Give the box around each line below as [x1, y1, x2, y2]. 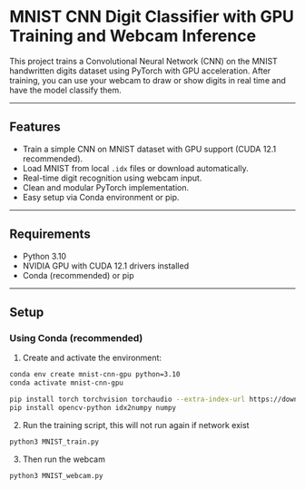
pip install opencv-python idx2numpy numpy [9, 403, 177, 412]
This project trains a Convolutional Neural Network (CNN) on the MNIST [9, 55, 279, 66]
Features [9, 120, 61, 135]
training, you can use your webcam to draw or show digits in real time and [9, 74, 286, 85]
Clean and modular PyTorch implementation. [22, 181, 189, 192]
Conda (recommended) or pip [22, 269, 134, 280]
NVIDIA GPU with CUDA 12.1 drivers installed [22, 260, 189, 271]
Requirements [9, 227, 91, 242]
